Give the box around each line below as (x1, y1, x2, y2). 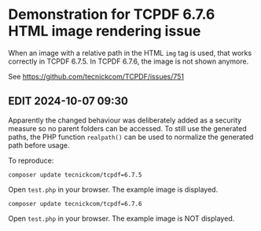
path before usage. (8, 140, 70, 150)
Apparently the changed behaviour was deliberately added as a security (8, 115, 242, 125)
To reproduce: (8, 156, 54, 165)
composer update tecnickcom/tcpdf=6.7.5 (8, 170, 143, 178)
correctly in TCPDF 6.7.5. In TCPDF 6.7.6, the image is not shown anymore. (8, 57, 249, 66)
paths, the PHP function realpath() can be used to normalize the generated (8, 132, 254, 141)
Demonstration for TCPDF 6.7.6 (8, 5, 215, 24)
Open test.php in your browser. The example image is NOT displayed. (8, 214, 235, 223)
